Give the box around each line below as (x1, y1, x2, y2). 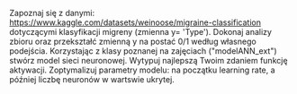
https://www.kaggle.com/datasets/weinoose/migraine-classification (9, 17, 261, 28)
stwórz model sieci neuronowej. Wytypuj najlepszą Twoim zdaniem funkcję (9, 56, 288, 65)
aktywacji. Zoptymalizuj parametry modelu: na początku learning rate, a (9, 64, 276, 75)
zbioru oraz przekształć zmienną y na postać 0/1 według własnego (9, 36, 256, 47)
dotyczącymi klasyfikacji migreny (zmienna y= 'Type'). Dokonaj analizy (9, 27, 273, 37)
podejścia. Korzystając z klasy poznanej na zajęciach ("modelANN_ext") (9, 46, 277, 56)
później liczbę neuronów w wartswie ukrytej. (9, 74, 175, 84)
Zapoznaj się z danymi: (9, 8, 95, 18)
